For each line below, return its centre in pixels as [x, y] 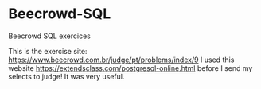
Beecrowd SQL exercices [50, 36]
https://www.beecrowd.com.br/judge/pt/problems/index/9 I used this [121, 60]
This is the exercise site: [48, 51]
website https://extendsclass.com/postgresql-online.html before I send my [130, 68]
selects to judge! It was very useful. [66, 76]
